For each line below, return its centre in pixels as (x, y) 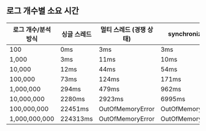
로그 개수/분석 (32, 29)
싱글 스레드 (77, 34)
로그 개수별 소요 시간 (43, 11)
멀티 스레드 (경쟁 (123, 29)
